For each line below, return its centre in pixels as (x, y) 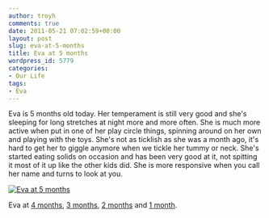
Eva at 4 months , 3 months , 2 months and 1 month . (93, 205)
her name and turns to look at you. (65, 174)
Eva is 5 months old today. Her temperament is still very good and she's (128, 114)
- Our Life (27, 76)
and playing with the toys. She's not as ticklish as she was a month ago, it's (134, 140)
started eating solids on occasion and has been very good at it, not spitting (133, 157)
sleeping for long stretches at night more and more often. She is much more (134, 123)
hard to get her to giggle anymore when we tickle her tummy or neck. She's (134, 148)
